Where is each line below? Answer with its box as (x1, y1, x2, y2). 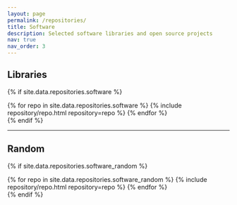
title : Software (7, 23, 55, 30)
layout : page (7, 10, 46, 18)
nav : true (7, 37, 37, 44)
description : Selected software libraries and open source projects (7, 29, 213, 37)
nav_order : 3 (7, 43, 46, 50)
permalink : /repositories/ (7, 17, 87, 24)
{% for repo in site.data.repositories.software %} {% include (7, 101, 182, 110)
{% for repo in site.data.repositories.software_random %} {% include (7, 175, 207, 183)
